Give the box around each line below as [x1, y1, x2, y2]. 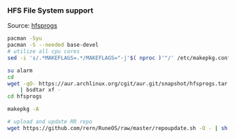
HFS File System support [7, 6, 93, 15]
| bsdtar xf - [20, 87, 61, 94]
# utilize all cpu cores [7, 48, 80, 55]
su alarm [7, 67, 33, 74]
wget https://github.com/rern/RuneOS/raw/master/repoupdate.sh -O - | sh [7, 124, 228, 131]
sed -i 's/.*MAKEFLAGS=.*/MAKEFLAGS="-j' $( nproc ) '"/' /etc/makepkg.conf [7, 54, 231, 61]
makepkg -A [7, 105, 39, 113]
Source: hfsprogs [7, 22, 58, 30]
